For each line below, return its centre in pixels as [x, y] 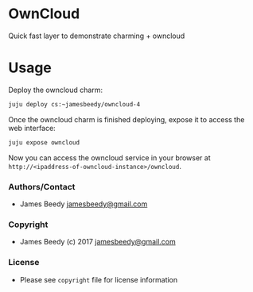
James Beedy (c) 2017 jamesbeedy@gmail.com [98, 242]
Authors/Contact [42, 186]
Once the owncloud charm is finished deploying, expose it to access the [127, 119]
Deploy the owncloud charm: [56, 90]
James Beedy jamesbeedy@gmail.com [84, 204]
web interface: [32, 128]
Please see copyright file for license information [99, 279]
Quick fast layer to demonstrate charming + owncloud [97, 36]
